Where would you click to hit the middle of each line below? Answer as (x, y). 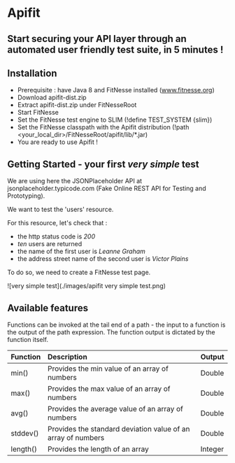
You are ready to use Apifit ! (57, 142)
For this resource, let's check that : (57, 223)
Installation (32, 73)
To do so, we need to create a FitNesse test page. (79, 272)
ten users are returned (50, 244)
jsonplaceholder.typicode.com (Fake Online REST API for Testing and (107, 188)
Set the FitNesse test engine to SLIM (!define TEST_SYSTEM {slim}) (115, 120)
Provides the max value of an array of (109, 389)
